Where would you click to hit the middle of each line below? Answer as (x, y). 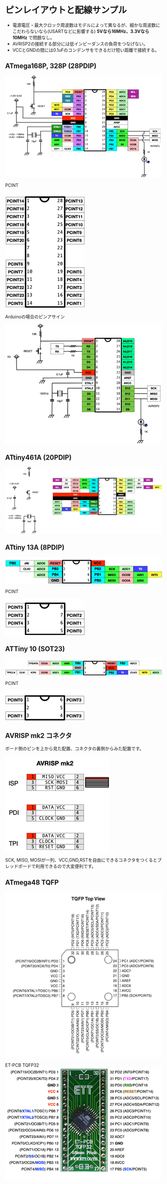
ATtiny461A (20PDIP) (39, 458)
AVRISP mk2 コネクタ (39, 736)
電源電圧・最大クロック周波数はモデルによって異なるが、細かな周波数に (86, 25)
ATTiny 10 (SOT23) (35, 649)
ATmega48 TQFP (32, 882)
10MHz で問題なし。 (33, 37)
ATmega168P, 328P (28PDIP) (51, 66)
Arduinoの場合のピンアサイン (35, 317)
